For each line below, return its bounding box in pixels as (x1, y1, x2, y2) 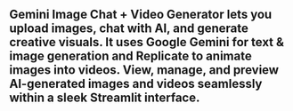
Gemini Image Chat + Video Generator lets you (9, 7, 273, 22)
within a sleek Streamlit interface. (9, 91, 200, 106)
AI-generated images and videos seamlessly (9, 76, 263, 91)
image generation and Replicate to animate (9, 49, 252, 64)
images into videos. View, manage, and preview (9, 62, 279, 78)
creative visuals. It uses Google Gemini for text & (9, 35, 285, 50)
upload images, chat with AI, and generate (9, 21, 249, 36)
